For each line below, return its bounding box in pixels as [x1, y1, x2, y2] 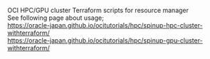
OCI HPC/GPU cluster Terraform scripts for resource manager [7, 6, 189, 14]
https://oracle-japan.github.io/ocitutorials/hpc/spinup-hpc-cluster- [7, 21, 203, 29]
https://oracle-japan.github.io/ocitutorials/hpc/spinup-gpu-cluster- [7, 36, 203, 45]
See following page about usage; [7, 14, 105, 22]
